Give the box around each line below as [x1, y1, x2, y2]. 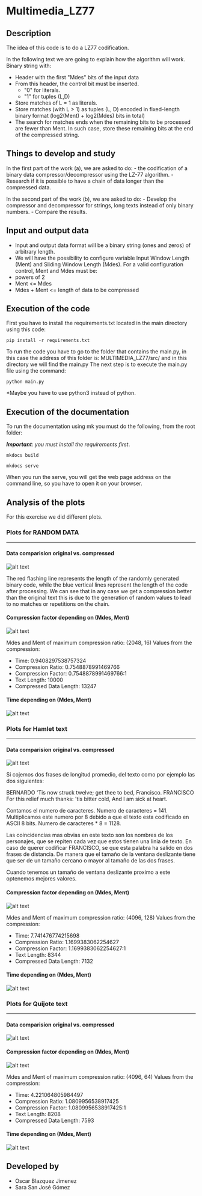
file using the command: [6, 367, 66, 374]
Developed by [6, 1161, 60, 1171]
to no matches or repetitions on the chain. [6, 600, 110, 608]
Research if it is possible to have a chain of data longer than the [6, 177, 164, 185]
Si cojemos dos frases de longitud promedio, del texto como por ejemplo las [6, 771, 195, 778]
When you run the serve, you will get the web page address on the [6, 474, 171, 481]
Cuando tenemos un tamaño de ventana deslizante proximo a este [6, 868, 171, 876]
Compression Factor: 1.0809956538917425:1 [14, 1104, 126, 1111]
